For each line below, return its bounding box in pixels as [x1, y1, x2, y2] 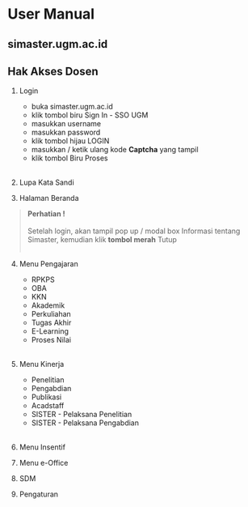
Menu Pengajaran [19, 259, 78, 269]
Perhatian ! [27, 209, 65, 219]
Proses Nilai [31, 335, 72, 345]
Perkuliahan [31, 309, 72, 319]
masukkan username [31, 119, 102, 129]
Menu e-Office [19, 458, 69, 468]
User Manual [7, 5, 95, 23]
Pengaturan [19, 489, 58, 499]
